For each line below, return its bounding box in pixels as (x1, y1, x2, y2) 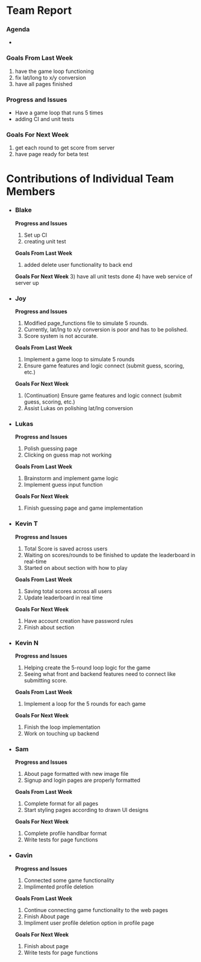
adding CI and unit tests (14, 116, 74, 123)
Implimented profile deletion (23, 883, 94, 890)
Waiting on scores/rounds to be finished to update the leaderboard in (23, 551, 196, 558)
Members (6, 184, 55, 198)
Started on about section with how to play (23, 564, 128, 571)
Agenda (6, 25, 30, 34)
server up (14, 279, 39, 286)
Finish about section (23, 623, 75, 631)
